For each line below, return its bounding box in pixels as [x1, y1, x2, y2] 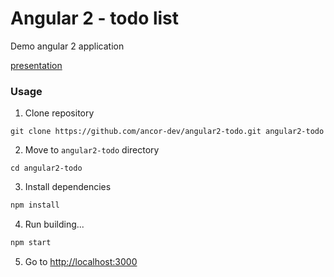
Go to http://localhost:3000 [24, 255, 138, 267]
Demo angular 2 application [10, 40, 125, 52]
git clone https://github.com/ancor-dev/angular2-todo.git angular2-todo [10, 127, 325, 137]
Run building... [24, 218, 85, 231]
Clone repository [24, 107, 95, 119]
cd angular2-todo [10, 163, 83, 174]
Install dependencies [24, 181, 112, 193]
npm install [10, 200, 60, 211]
